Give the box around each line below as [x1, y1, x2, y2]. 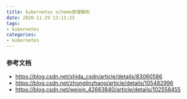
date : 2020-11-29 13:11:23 [6, 15, 75, 21]
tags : [6, 20, 20, 26]
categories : [6, 32, 37, 38]
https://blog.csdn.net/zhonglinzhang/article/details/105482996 [15, 79, 174, 87]
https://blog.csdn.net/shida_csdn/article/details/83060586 [15, 73, 163, 80]
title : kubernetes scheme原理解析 [6, 9, 90, 15]
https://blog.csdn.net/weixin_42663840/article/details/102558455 [15, 86, 181, 94]
